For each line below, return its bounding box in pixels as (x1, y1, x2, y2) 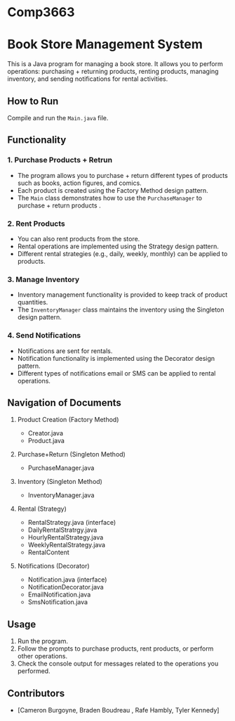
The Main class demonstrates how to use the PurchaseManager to (17, 193, 202, 202)
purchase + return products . (17, 201, 101, 210)
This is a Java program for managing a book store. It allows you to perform (7, 60, 223, 68)
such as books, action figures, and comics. (17, 179, 142, 187)
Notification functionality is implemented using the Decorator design (17, 354, 215, 362)
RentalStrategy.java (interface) (27, 518, 116, 527)
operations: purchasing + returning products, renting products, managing (7, 68, 219, 76)
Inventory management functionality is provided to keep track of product (17, 291, 228, 299)
